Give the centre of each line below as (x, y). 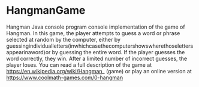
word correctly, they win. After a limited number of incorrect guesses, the (97, 58)
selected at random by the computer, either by (64, 39)
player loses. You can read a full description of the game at (79, 65)
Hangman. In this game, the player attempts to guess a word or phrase (93, 33)
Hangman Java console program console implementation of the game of (96, 27)
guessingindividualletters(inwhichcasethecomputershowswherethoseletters (100, 46)
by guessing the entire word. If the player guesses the (118, 52)
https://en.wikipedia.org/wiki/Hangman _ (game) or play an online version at (99, 71)
